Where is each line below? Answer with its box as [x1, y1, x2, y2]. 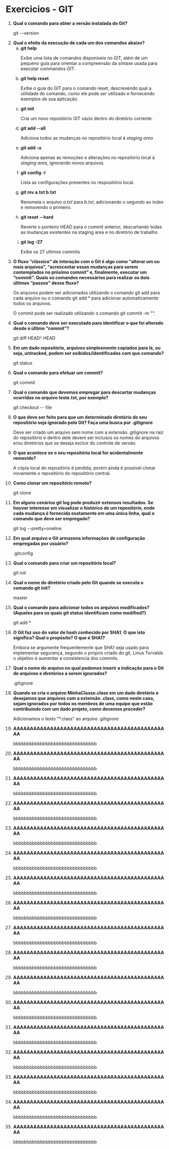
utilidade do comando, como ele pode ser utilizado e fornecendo [20, 90, 155, 96]
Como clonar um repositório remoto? [13, 480, 92, 486]
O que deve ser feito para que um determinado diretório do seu [13, 414, 147, 420]
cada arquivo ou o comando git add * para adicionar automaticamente [13, 295, 159, 301]
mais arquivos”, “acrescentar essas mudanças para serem [13, 264, 138, 270]
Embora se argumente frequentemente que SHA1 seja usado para [13, 644, 149, 650]
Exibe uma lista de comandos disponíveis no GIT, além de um [20, 54, 148, 61]
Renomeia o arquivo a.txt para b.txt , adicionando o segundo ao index [20, 199, 164, 205]
